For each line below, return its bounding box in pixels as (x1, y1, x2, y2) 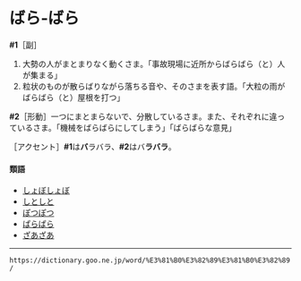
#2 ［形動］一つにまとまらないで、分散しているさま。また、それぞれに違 (9, 111, 278, 122)
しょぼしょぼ (21, 185, 70, 196)
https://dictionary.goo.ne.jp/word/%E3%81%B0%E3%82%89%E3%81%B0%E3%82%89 (9, 256, 291, 265)
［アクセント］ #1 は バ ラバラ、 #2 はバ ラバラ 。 (9, 140, 176, 152)
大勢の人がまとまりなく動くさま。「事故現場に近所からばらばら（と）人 (21, 58, 286, 69)
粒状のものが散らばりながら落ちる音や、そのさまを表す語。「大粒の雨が (21, 81, 286, 91)
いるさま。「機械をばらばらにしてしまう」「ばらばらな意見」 (16, 122, 237, 132)
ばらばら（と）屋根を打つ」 (21, 91, 125, 103)
